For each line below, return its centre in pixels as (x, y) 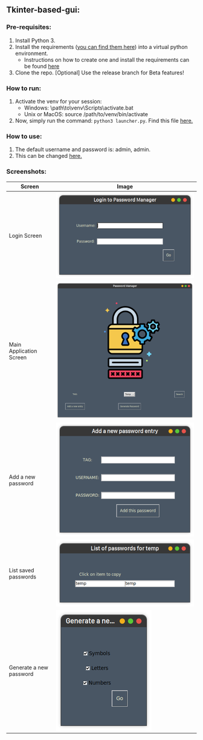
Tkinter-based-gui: (43, 10)
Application (23, 351)
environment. (31, 53)
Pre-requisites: (29, 27)
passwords (22, 577)
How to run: (24, 88)
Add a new (22, 477)
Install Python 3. (35, 40)
